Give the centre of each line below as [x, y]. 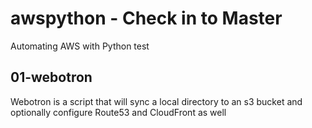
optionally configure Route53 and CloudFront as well [118, 112]
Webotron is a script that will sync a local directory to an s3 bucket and [156, 101]
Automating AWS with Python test [80, 46]
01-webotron [51, 77]
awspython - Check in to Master [146, 18]
